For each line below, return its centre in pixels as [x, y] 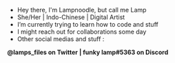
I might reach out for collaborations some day [82, 32]
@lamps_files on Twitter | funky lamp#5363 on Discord [88, 52]
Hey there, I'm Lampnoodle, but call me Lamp [82, 10]
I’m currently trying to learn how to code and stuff [87, 24]
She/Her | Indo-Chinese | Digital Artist [71, 17]
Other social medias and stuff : [61, 39]
